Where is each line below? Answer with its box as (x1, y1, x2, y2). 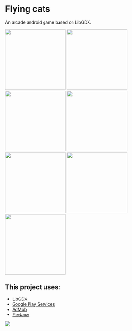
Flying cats (5, 3, 51, 15)
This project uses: (5, 283, 61, 292)
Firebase (12, 312, 30, 317)
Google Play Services (12, 301, 55, 307)
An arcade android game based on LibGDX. (5, 19, 92, 25)
